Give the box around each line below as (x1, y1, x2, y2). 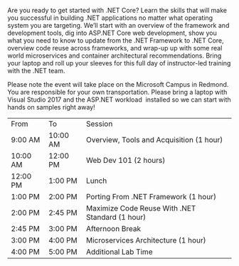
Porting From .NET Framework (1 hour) (85, 192, 217, 201)
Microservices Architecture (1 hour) (85, 235, 206, 245)
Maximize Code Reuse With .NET (85, 203, 196, 213)
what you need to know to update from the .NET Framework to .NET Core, (7, 36, 224, 45)
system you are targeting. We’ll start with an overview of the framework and (7, 21, 230, 29)
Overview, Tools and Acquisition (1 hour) (85, 135, 223, 144)
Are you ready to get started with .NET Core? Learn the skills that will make (7, 6, 228, 14)
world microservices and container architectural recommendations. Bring (7, 51, 222, 60)
